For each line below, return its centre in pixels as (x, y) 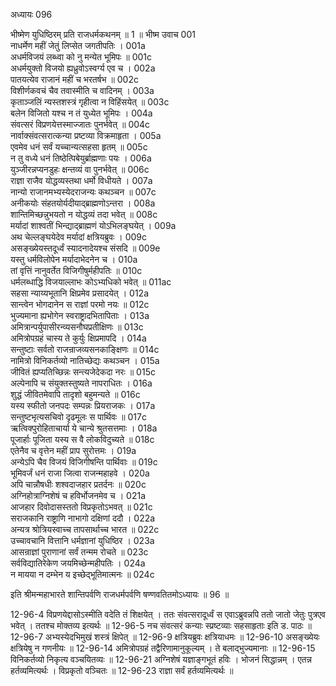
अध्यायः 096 (31, 14)
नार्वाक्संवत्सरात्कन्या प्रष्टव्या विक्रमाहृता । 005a (86, 135)
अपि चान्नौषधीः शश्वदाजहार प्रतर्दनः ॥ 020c (78, 484)
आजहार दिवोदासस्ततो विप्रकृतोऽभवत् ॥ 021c (81, 507)
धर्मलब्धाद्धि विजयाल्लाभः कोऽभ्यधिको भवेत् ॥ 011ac (91, 282)
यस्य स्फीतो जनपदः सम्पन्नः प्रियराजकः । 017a (83, 405)
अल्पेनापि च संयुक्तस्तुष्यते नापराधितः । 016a (81, 383)
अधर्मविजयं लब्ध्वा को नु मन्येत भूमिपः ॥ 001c (81, 57)
